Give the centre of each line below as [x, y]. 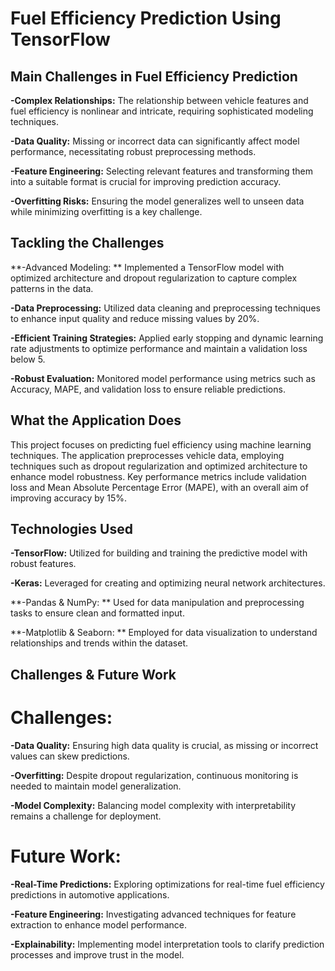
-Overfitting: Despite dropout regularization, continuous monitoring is [154, 775]
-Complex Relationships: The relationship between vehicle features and [159, 100]
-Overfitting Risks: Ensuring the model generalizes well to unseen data [157, 201]
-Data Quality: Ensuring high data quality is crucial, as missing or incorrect [164, 745]
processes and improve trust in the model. [97, 954]
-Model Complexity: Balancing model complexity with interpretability [153, 805]
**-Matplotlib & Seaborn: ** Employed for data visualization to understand [164, 633]
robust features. [43, 564]
